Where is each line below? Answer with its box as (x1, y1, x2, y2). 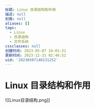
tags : (5, 26, 16, 30)
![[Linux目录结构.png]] (5, 97, 50, 103)
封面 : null (5, 16, 26, 21)
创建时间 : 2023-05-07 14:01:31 (5, 48, 66, 53)
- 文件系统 (9, 39, 29, 44)
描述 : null (5, 12, 26, 17)
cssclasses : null (5, 44, 41, 49)
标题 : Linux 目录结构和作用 (5, 7, 56, 12)
